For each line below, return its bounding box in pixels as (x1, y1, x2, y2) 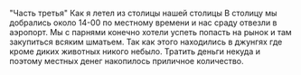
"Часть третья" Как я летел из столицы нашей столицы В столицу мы (9, 8, 277, 18)
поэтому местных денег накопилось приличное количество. (9, 56, 244, 66)
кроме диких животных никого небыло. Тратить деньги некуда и (9, 46, 260, 57)
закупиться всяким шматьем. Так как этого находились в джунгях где (9, 36, 283, 47)
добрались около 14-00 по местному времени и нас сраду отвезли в (9, 17, 277, 28)
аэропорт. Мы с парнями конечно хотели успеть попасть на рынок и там (9, 27, 292, 37)
